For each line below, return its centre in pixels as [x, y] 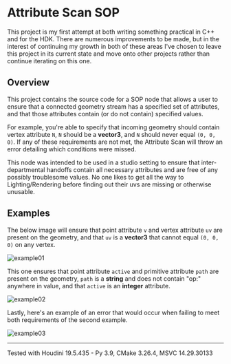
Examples [29, 214]
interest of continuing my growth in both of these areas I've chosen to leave [114, 46]
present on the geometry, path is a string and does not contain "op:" [104, 278]
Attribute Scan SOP [64, 13]
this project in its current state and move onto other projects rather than [109, 54]
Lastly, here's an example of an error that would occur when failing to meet [113, 312]
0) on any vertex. [31, 244]
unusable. [21, 191]
